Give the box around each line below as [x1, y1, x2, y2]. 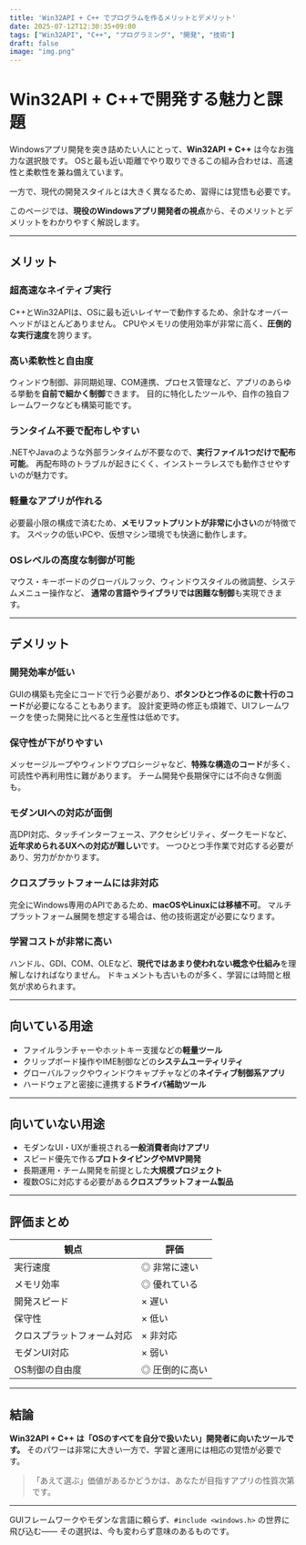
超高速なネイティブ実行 [9, 284, 112, 297]
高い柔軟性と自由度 [9, 354, 94, 367]
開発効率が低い [9, 666, 76, 679]
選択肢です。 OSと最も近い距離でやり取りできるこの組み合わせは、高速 [25, 156, 293, 167]
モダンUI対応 [14, 1346, 70, 1359]
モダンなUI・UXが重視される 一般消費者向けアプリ [22, 1142, 210, 1153]
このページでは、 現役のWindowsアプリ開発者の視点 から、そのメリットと [9, 206, 285, 217]
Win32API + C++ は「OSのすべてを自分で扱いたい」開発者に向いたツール [9, 1433, 287, 1444]
